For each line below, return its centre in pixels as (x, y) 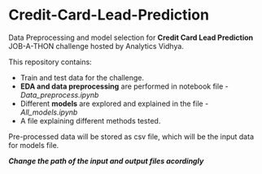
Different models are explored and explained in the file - (114, 103)
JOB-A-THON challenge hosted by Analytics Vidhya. (96, 46)
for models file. (34, 145)
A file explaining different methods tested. (90, 120)
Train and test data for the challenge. (82, 77)
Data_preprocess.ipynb (59, 94)
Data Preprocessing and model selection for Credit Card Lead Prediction (131, 37)
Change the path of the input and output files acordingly (106, 161)
